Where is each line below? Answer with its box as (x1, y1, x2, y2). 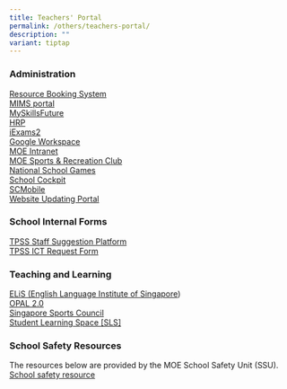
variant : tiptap (9, 38, 70, 48)
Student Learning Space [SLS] (9, 317, 122, 328)
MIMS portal (9, 98, 56, 109)
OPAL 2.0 (9, 298, 45, 309)
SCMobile (9, 183, 46, 194)
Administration (9, 68, 76, 81)
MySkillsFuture (9, 107, 65, 118)
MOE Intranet (9, 146, 58, 156)
